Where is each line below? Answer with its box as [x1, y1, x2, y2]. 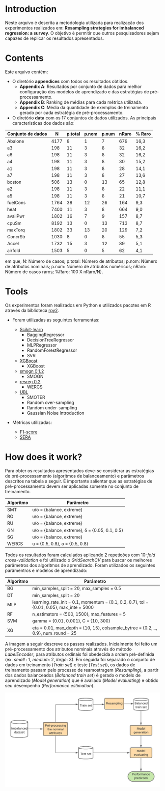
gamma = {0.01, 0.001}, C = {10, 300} [32, 618, 110, 624]
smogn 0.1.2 [19, 368, 44, 374]
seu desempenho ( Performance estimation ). [5, 683, 95, 688]
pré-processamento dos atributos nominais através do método [5, 646, 132, 652]
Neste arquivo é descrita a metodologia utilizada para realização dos [5, 20, 144, 26]
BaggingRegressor [27, 332, 65, 338]
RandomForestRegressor [27, 347, 78, 353]
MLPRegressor [27, 342, 57, 348]
